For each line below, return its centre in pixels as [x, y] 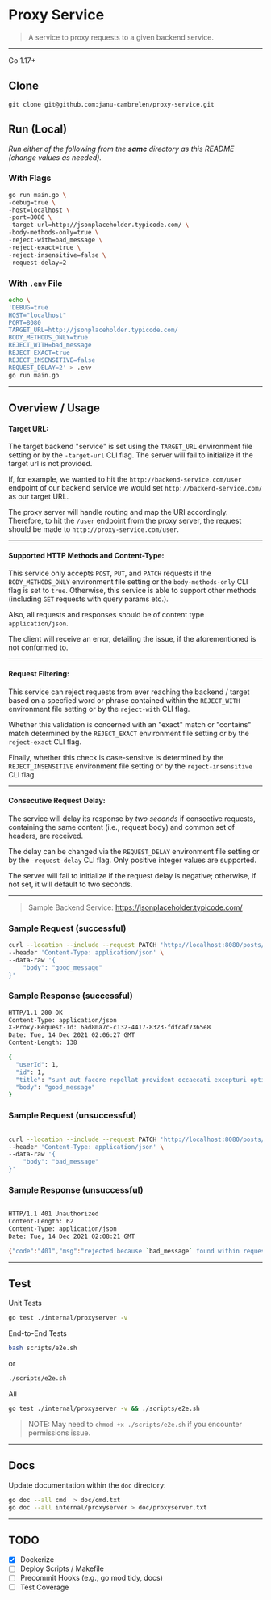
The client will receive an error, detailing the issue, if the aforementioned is [132, 639]
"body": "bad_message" [61, 1162]
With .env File [35, 283]
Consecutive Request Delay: [57, 801]
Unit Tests [25, 1303]
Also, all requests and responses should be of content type [106, 615]
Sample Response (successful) [71, 996]
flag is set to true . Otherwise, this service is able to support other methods [132, 591]
